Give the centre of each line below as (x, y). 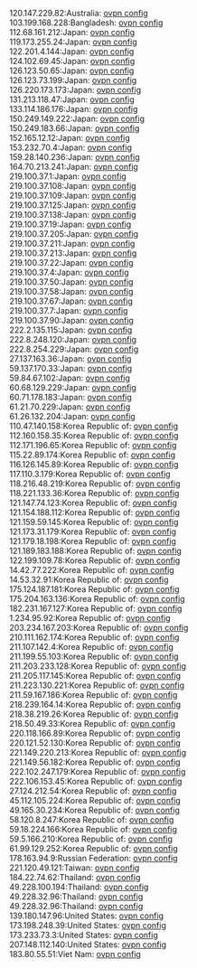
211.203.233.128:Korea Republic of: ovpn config (98, 666)
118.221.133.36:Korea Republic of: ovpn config (94, 493)
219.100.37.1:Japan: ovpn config (68, 176)
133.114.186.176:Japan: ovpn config (74, 109)
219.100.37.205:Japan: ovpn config (74, 234)
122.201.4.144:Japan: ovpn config (72, 52)
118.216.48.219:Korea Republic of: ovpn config (95, 484)
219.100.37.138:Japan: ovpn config (73, 215)
